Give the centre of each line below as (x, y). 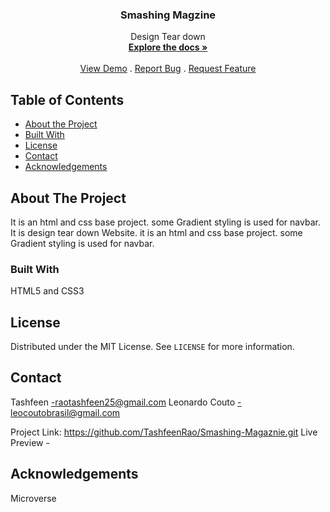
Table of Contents (67, 99)
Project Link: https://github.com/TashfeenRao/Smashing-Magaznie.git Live (164, 432)
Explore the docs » (168, 47)
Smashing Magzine (168, 15)
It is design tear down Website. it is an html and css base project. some (156, 232)
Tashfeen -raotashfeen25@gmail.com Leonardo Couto (123, 402)
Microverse (33, 498)
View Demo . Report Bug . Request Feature (168, 69)
